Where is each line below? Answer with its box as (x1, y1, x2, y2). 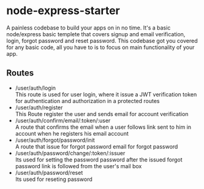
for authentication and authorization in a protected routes (15, 97, 160, 104)
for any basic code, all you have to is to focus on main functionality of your (6, 44, 195, 51)
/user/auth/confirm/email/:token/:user (15, 117, 111, 124)
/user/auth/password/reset (15, 169, 83, 176)
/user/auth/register (15, 104, 63, 111)
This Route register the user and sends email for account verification (15, 110, 189, 117)
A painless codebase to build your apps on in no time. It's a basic (6, 24, 171, 31)
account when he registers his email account (15, 129, 129, 137)
